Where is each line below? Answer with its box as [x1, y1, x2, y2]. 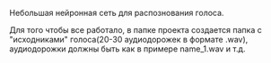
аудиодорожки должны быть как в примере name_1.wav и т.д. [9, 43, 246, 54]
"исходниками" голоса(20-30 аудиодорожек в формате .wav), [9, 35, 249, 44]
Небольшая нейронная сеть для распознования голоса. [9, 8, 224, 18]
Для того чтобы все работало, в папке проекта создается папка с [9, 25, 262, 35]
